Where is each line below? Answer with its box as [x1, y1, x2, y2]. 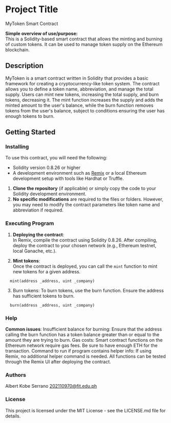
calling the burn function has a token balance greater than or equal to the [5, 332, 160, 338]
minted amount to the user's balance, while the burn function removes [5, 102, 154, 108]
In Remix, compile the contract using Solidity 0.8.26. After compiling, [12, 237, 158, 243]
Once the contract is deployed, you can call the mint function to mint [12, 263, 158, 269]
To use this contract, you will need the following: [5, 155, 108, 161]
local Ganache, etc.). [12, 248, 57, 254]
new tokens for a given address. [12, 268, 81, 274]
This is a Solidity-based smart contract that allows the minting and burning [5, 36, 163, 42]
